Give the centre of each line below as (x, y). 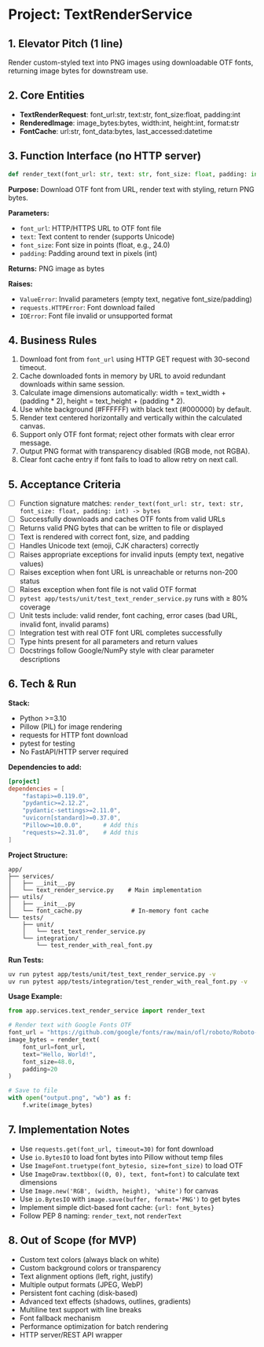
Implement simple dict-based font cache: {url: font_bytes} (117, 1207)
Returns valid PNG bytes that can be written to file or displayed (121, 528)
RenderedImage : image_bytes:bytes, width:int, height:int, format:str (129, 123)
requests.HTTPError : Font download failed (87, 307)
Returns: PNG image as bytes (56, 268)
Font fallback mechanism (60, 1318)
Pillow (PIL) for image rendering (71, 727)
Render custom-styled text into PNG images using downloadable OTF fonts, (131, 62)
